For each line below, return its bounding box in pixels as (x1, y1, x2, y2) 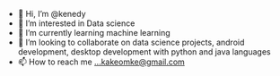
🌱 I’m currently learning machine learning (17, 28, 171, 38)
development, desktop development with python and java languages (17, 46, 271, 57)
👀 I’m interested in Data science (17, 18, 136, 29)
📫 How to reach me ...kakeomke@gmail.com (17, 56, 186, 67)
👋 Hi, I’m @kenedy (17, 9, 86, 19)
